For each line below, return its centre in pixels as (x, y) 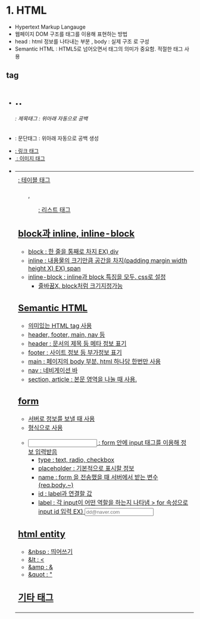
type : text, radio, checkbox (76, 460)
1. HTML (26, 10)
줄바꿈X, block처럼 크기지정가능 (81, 286)
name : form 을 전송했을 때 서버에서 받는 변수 (99, 477)
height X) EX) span (54, 269)
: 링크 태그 (27, 151)
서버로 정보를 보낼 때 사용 (61, 419)
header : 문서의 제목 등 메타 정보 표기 (77, 343)
